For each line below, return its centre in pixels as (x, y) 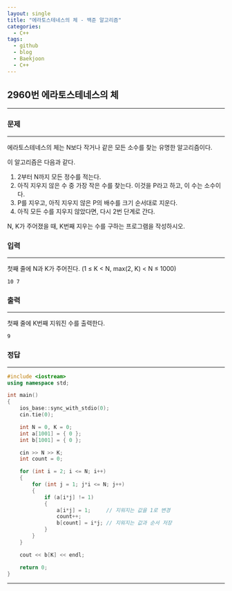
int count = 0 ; (41, 459)
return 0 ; (34, 567)
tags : (15, 39)
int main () (23, 396)
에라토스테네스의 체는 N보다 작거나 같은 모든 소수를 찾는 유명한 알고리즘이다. (110, 147)
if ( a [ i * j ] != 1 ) (69, 497)
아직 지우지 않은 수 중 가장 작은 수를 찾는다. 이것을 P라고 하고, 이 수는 (110, 185)
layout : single (29, 14)
